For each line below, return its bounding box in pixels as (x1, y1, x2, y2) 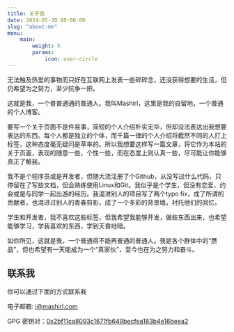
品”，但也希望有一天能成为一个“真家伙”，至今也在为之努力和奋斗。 (7, 245, 198, 253)
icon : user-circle (44, 56, 98, 63)
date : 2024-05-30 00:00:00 (7, 17, 86, 24)
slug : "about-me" (7, 23, 58, 30)
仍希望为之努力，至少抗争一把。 (7, 84, 99, 93)
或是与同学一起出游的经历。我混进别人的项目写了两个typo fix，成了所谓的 (13, 189, 224, 198)
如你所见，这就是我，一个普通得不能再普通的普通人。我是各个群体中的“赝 (7, 236, 218, 244)
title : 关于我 (7, 10, 45, 17)
